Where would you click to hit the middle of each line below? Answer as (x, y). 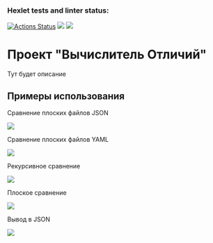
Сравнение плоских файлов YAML (58, 140)
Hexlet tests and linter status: (58, 10)
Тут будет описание (37, 74)
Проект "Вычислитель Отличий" (107, 55)
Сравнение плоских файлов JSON (58, 113)
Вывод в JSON (29, 219)
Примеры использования (66, 96)
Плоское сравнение (37, 193)
